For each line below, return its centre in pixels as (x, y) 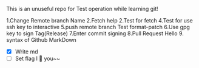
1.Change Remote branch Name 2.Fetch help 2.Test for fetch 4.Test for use (99, 20)
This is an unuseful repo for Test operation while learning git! (83, 9)
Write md (26, 52)
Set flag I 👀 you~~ (38, 59)
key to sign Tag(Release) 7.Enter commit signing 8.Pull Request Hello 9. (95, 33)
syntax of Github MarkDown (42, 40)
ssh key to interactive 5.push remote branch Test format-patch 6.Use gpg (98, 27)
